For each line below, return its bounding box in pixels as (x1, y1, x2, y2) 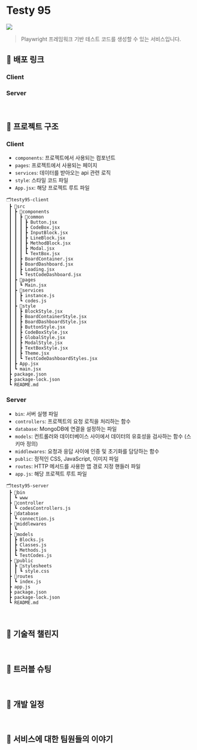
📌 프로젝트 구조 (6, 121, 59, 132)
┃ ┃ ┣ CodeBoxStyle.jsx (8, 329, 68, 335)
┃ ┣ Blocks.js (8, 537, 44, 543)
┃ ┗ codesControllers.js (8, 505, 71, 511)
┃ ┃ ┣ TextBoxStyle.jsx (8, 345, 68, 351)
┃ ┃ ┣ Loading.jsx (8, 267, 55, 273)
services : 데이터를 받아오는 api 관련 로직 (14, 169, 111, 177)
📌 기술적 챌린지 (6, 628, 59, 639)
